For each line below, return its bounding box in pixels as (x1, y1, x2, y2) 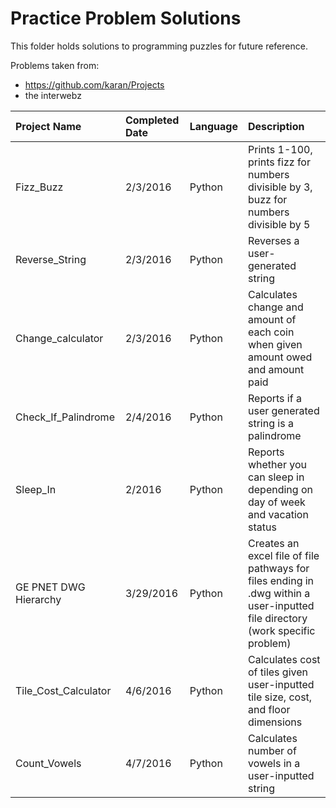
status (247, 520, 277, 534)
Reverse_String (15, 252, 87, 266)
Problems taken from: (10, 59, 100, 71)
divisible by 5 (247, 217, 311, 231)
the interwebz (24, 89, 82, 101)
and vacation (247, 507, 309, 521)
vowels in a (247, 756, 301, 770)
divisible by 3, (247, 180, 313, 194)
